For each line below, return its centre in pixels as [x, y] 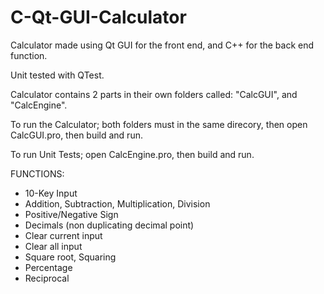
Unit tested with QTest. [57, 75]
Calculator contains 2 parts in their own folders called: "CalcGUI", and [154, 94]
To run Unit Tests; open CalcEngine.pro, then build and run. [132, 154]
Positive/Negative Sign [71, 214]
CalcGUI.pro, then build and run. [76, 135]
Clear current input [63, 235]
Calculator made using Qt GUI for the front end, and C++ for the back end [162, 45]
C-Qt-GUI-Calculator [98, 17]
